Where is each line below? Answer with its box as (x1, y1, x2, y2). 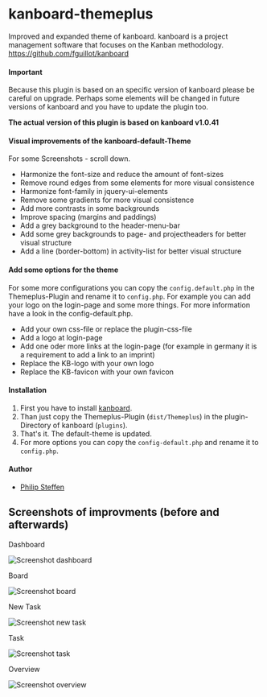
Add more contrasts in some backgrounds (19, 204, 160, 213)
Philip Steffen (19, 482, 65, 492)
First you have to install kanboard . (19, 403, 133, 413)
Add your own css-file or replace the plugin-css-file (19, 324, 193, 334)
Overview (8, 664, 40, 674)
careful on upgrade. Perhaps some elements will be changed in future (8, 93, 240, 103)
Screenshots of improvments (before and (8, 505, 220, 519)
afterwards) (8, 518, 69, 532)
